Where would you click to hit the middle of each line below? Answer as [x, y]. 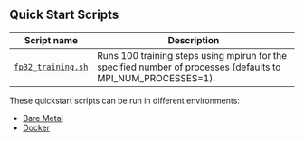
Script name [51, 40]
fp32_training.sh [51, 66]
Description [194, 40]
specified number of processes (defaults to [189, 67]
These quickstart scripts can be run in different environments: [124, 100]
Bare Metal [43, 117]
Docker [36, 127]
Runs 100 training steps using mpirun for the [192, 55]
